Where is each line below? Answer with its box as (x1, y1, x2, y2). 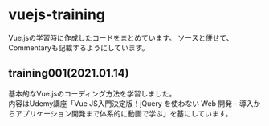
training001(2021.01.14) (8, 66, 129, 81)
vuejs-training (8, 6, 106, 24)
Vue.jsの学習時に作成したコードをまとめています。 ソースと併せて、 (8, 33, 234, 42)
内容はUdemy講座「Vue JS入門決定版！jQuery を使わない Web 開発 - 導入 (8, 98, 254, 108)
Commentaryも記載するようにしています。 (8, 42, 149, 53)
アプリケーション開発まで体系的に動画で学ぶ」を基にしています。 (14, 108, 233, 118)
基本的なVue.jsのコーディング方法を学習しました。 (8, 89, 177, 98)
